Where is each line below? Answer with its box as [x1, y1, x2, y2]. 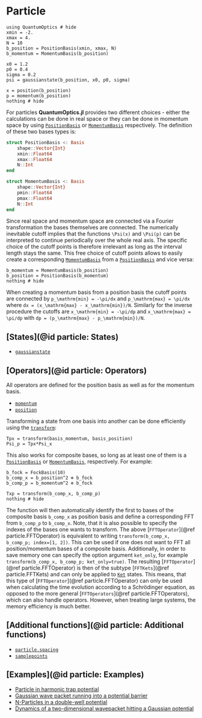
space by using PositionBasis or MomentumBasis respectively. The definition [6, 121, 192, 129]
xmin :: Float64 [17, 151, 52, 157]
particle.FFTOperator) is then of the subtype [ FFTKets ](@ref [21, 564, 170, 571]
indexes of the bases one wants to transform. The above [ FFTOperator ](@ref [6, 526, 195, 533]
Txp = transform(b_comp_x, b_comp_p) [6, 491, 101, 497]
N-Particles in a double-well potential [14, 698, 108, 705]
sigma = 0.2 [6, 71, 36, 78]
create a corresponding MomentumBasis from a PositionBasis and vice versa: [6, 256, 194, 263]
